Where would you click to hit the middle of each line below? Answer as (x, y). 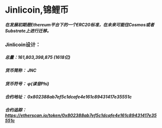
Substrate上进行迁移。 (28, 31)
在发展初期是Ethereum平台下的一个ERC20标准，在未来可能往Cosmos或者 (80, 24)
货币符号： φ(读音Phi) (27, 84)
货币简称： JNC (21, 71)
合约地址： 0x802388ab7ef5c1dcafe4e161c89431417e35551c (69, 97)
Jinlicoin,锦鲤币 (37, 10)
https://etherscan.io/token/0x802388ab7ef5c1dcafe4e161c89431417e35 (81, 115)
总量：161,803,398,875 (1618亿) (38, 57)
